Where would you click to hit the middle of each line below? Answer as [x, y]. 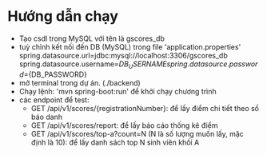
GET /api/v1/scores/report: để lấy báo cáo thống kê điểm [124, 125]
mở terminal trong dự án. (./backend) [80, 82]
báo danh [47, 117]
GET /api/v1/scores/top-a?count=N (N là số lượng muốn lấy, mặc [137, 133]
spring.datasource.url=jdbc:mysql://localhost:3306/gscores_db [124, 55]
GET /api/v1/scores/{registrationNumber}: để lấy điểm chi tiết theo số [145, 108]
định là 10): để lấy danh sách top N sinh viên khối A [115, 142]
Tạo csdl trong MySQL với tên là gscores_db [92, 38]
